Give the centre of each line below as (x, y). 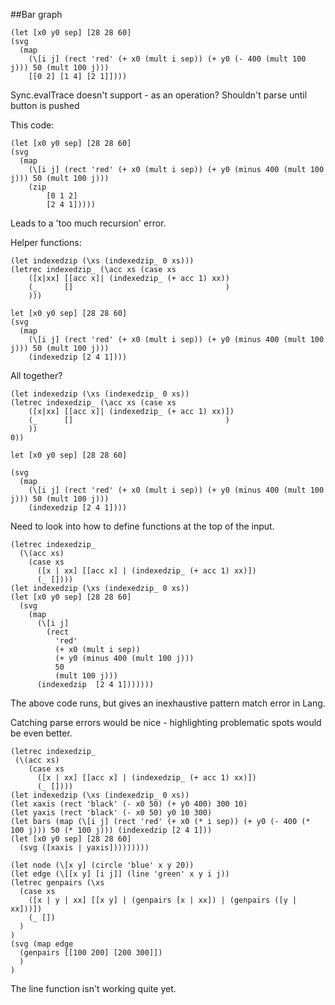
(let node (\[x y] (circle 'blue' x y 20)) (102, 865)
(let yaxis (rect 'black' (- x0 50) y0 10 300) (111, 813)
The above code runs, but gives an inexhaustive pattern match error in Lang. (168, 703)
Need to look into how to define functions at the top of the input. (142, 526)
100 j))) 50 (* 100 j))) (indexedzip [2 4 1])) (111, 830)
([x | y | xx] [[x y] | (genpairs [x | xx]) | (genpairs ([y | (163, 900)
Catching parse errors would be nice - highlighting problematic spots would (166, 722)
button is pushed (45, 105)
